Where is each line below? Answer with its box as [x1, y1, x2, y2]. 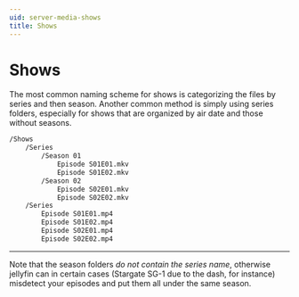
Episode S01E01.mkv [56, 160, 129, 169]
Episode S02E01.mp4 [41, 227, 114, 235]
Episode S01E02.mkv [56, 168, 129, 177]
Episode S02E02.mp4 [41, 234, 114, 243]
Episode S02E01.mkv [56, 185, 129, 194]
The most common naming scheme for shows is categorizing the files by [9, 89, 276, 100]
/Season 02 [41, 176, 82, 186]
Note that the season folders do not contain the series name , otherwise [9, 259, 271, 269]
